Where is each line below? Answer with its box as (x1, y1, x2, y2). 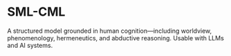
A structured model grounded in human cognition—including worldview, (7, 27, 212, 35)
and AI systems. (7, 41, 53, 49)
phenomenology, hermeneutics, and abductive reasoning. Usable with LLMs (7, 33, 225, 42)
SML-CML (7, 4, 66, 20)
